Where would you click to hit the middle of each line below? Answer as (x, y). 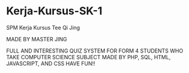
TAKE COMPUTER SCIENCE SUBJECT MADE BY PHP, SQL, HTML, (88, 57)
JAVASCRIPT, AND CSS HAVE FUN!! (51, 63)
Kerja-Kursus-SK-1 (54, 11)
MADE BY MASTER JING (37, 39)
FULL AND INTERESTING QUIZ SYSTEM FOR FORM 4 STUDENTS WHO (95, 51)
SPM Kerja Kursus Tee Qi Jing (43, 28)
